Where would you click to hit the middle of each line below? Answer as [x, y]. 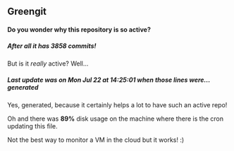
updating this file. [32, 126]
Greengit [27, 12]
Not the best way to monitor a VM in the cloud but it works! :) [96, 140]
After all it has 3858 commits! [52, 46]
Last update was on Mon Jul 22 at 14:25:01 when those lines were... [109, 80]
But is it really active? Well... [48, 64]
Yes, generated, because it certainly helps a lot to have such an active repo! [117, 104]
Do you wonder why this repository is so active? [79, 29]
